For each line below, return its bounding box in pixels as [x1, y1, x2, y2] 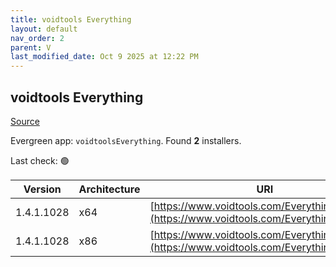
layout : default [10, 24, 78, 34]
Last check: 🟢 [10, 154, 70, 166]
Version [23, 182, 62, 196]
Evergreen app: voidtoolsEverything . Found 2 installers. [10, 134, 242, 146]
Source [10, 115, 40, 127]
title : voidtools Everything [10, 14, 132, 25]
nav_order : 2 [10, 33, 65, 43]
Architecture [78, 182, 141, 196]
